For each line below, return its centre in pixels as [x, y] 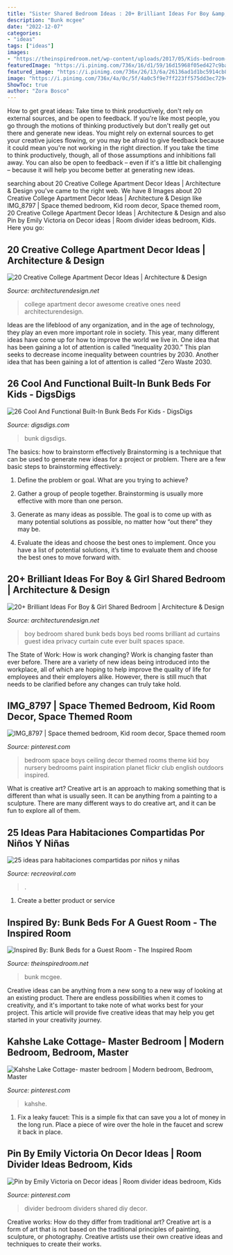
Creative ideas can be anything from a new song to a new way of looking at [115, 990]
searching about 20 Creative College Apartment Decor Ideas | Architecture [114, 183]
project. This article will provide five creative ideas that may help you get [111, 1012]
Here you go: [26, 228]
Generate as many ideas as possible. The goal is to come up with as [114, 514]
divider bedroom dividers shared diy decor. [86, 1208]
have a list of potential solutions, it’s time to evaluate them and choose [117, 550]
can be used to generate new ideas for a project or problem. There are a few [116, 459]
